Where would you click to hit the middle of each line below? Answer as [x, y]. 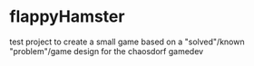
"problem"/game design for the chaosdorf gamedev [107, 51]
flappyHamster [67, 17]
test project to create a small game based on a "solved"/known [127, 42]
